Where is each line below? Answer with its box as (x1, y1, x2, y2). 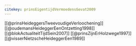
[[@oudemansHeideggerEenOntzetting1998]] (4, 25, 95, 31)
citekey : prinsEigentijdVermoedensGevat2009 (4, 7, 96, 12)
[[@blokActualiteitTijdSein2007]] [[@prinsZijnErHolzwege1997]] (4, 30, 132, 36)
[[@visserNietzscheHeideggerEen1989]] (4, 35, 85, 41)
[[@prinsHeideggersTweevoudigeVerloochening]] (4, 20, 104, 26)
